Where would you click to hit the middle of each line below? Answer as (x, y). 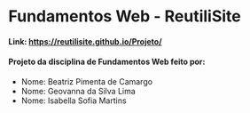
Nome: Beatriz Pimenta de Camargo (86, 81)
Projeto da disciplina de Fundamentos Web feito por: (107, 62)
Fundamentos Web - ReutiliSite (125, 16)
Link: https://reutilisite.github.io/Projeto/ (85, 41)
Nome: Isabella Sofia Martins (74, 101)
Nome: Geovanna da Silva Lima (78, 91)
